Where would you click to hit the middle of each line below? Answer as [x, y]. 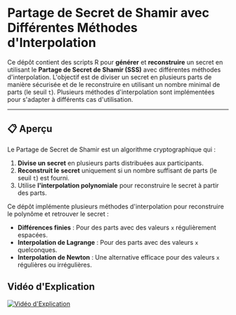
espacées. [32, 235]
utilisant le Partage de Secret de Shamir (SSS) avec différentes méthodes [114, 69]
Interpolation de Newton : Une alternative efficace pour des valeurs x [118, 257]
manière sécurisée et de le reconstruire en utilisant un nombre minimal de [114, 84]
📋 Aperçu [30, 129]
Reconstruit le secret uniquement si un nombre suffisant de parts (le [117, 170]
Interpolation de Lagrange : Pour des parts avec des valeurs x [108, 242]
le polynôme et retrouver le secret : [58, 214]
